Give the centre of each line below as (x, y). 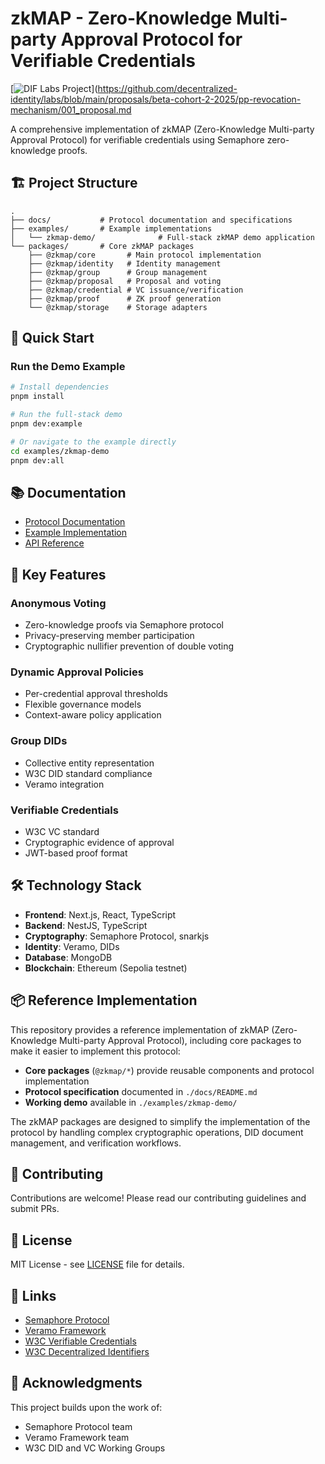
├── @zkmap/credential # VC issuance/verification (136, 290)
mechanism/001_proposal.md (71, 109)
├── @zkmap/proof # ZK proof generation (125, 298)
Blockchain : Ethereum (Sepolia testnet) (106, 968)
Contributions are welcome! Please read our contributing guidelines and (158, 1198)
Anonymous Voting (58, 603)
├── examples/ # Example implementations (111, 228)
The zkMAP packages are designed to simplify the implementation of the (160, 1121)
